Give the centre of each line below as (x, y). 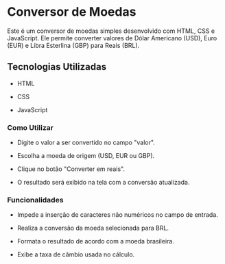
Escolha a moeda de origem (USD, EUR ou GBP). (86, 156)
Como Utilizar (30, 127)
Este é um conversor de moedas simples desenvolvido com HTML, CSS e (111, 31)
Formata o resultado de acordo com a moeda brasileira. (96, 241)
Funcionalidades (35, 200)
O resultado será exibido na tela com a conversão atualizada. (103, 183)
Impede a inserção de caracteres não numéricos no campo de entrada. (117, 215)
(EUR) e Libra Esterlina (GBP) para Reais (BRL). (73, 45)
